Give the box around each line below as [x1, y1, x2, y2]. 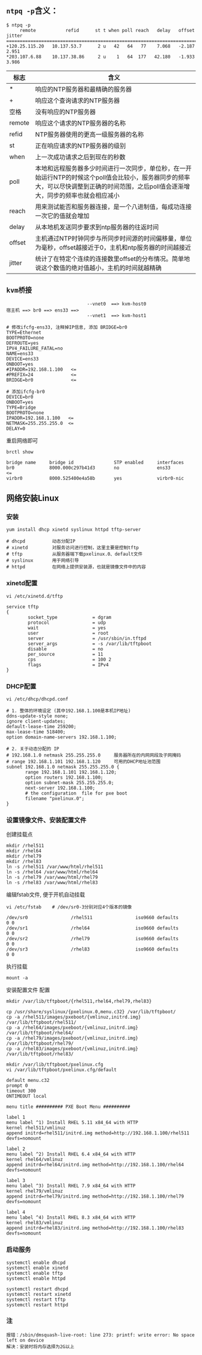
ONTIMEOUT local [6, 1093, 47, 1099]
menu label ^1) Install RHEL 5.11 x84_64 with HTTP [6, 1120, 138, 1126]
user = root [28, 630, 109, 636]
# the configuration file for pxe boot [25, 790, 128, 796]
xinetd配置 [6, 579, 38, 588]
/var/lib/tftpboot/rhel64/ [6, 1030, 74, 1036]
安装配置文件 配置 [6, 986, 50, 993]
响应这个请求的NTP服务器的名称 [35, 119, 126, 127]
